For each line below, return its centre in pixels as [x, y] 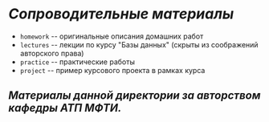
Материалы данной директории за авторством [134, 96]
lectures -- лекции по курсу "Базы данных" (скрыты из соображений [139, 44]
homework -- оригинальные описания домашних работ [112, 36]
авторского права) [52, 53]
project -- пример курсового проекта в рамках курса [112, 70]
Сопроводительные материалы [121, 14]
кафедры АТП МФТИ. [65, 108]
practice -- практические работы [77, 62]
